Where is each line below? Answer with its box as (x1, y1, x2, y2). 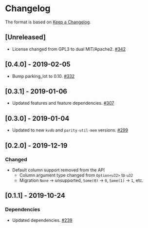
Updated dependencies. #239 (12, 217, 73, 223)
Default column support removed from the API (12, 167, 105, 173)
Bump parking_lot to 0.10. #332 (12, 73, 75, 79)
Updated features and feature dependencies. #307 (12, 100, 114, 106)
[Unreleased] (5, 33, 46, 41)
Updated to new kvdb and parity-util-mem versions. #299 (12, 127, 128, 133)
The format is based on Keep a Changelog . (5, 19, 91, 25)
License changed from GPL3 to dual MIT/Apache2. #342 (12, 46, 126, 52)
